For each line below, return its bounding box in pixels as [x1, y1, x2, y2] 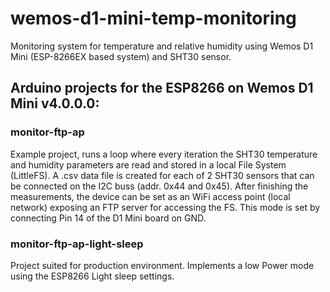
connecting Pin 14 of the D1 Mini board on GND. [10, 212, 207, 224]
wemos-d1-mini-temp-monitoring [10, 7, 297, 30]
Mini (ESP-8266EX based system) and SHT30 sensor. [10, 50, 232, 62]
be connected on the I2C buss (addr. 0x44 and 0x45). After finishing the [10, 180, 309, 192]
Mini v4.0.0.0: [10, 95, 100, 112]
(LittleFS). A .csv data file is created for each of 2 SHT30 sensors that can [10, 169, 315, 181]
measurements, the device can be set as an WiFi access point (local [10, 190, 291, 202]
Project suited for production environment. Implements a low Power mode [10, 259, 315, 271]
